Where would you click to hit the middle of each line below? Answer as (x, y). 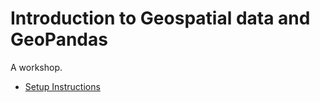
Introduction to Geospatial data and (160, 18)
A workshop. (36, 67)
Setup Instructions (62, 86)
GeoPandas (59, 39)
